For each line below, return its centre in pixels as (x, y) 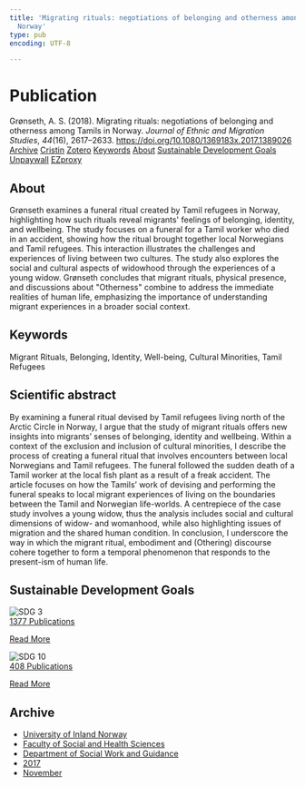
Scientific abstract (63, 395)
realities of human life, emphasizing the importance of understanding (138, 297)
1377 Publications (42, 622)
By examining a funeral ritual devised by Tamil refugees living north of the (148, 417)
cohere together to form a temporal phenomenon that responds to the (140, 552)
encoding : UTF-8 (40, 43)
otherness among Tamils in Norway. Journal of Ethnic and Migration (137, 131)
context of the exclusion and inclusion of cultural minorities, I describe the (148, 446)
